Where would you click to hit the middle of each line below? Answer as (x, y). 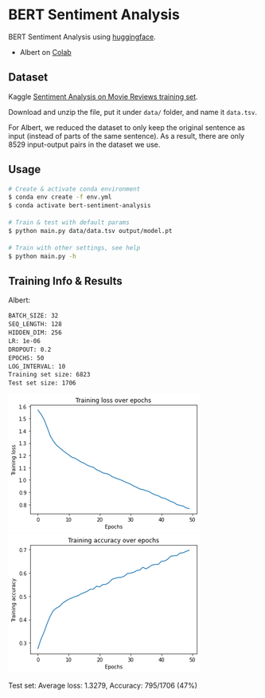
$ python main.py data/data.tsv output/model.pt (90, 231)
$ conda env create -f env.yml (60, 197)
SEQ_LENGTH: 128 (35, 325)
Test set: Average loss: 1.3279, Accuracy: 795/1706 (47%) (103, 686)
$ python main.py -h (43, 256)
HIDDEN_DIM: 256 (35, 333)
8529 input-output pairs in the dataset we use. (84, 144)
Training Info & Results (66, 281)
